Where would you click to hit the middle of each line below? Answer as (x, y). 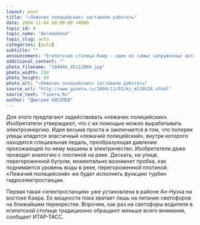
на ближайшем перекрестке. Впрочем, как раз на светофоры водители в (100, 204)
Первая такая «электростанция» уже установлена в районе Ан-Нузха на (99, 191)
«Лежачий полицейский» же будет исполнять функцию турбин (86, 173)
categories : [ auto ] (30, 45)
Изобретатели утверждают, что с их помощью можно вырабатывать (94, 123)
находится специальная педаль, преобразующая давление (82, 142)
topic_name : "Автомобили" (38, 34)
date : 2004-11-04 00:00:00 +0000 (48, 23)
